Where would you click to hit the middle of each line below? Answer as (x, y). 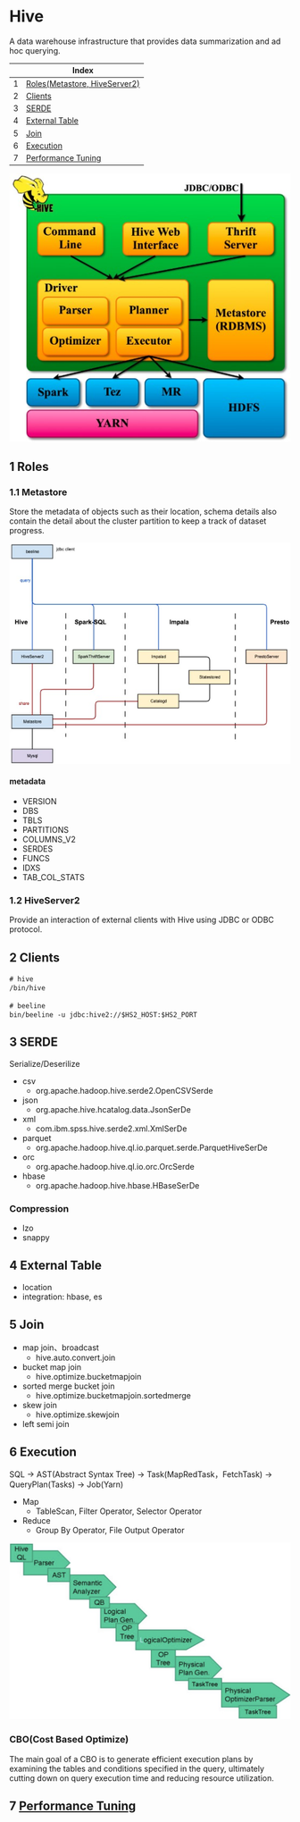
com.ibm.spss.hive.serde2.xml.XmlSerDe (111, 1129)
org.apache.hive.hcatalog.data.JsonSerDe (113, 1109)
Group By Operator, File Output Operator (110, 1531)
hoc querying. (35, 50)
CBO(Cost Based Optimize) (69, 1740)
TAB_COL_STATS (53, 877)
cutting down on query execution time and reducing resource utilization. (142, 1778)
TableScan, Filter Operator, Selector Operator (119, 1511)
